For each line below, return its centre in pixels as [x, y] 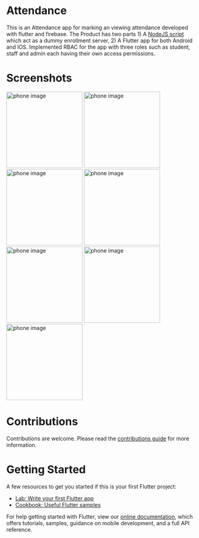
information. [22, 445]
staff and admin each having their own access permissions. [81, 53]
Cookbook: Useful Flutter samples [58, 504]
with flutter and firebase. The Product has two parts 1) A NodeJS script [95, 34]
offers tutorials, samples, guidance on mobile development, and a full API [98, 523]
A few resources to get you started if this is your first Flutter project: [91, 486]
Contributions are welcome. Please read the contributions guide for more [98, 438]
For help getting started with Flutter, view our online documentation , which [100, 517]
